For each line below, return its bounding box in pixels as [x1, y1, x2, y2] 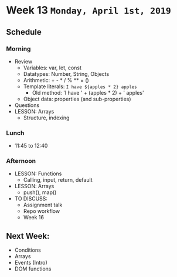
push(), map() [23, 189, 57, 196]
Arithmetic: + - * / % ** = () [23, 76, 89, 84]
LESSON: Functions [14, 170, 62, 177]
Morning [6, 45, 31, 53]
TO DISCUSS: [14, 195, 48, 202]
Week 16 [23, 214, 44, 221]
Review [14, 58, 33, 65]
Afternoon [6, 157, 36, 165]
